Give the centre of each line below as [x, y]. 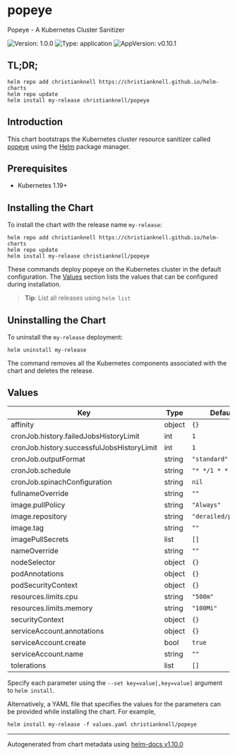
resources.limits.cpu [44, 596]
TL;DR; [23, 66]
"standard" [210, 459]
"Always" [206, 505]
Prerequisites [37, 168]
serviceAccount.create [48, 642]
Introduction [35, 122]
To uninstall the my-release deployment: [65, 337]
